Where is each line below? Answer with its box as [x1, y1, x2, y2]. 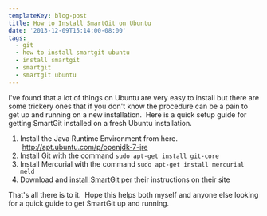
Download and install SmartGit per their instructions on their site [19, 175, 230, 184]
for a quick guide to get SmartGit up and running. [8, 198, 170, 208]
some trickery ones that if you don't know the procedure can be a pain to [8, 101, 249, 111]
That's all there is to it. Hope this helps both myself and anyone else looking [8, 190, 259, 199]
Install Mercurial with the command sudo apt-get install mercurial [19, 159, 245, 168]
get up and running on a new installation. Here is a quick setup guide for [8, 109, 247, 120]
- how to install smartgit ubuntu [15, 49, 130, 57]
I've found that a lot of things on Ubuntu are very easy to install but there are [8, 92, 260, 102]
